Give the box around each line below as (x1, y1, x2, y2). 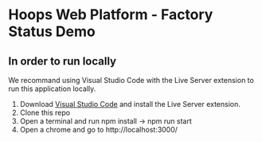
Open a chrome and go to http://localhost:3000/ (19, 125, 178, 134)
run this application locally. (8, 84, 96, 93)
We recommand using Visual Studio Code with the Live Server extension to (8, 76, 255, 85)
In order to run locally (8, 54, 117, 68)
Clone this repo (19, 108, 70, 117)
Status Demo (8, 22, 96, 41)
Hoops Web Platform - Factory (8, 6, 213, 24)
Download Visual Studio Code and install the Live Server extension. (19, 100, 241, 108)
